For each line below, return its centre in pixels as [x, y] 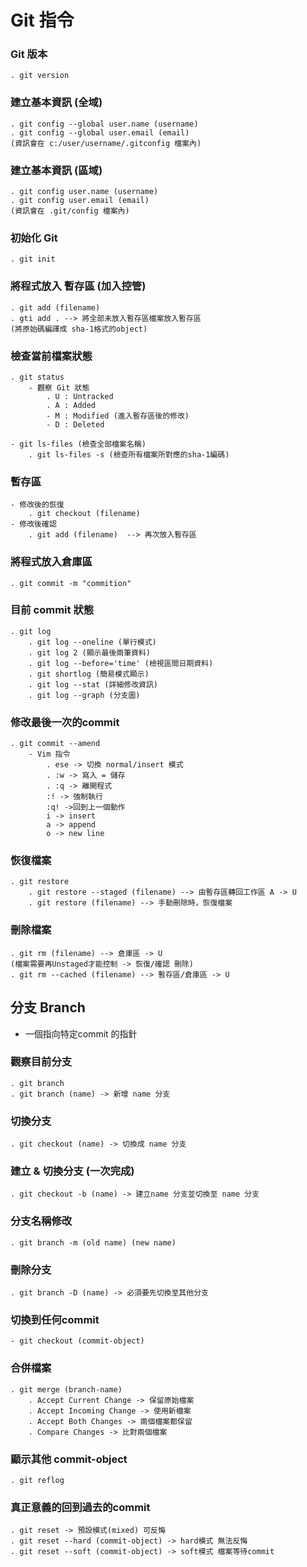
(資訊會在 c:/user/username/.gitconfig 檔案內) [106, 143]
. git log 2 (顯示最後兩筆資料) [89, 652]
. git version [40, 76]
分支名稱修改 [41, 1221]
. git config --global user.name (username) [104, 124]
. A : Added [71, 405]
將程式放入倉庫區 [51, 562]
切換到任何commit [55, 1319]
